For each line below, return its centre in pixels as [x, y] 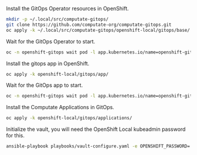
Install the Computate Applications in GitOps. [60, 107]
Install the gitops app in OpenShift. [48, 63]
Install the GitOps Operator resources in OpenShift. [67, 9]
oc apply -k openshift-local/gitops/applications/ [69, 118]
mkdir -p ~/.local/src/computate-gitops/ [57, 19]
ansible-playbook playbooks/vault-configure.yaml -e [72, 146]
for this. [16, 136]
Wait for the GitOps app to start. [45, 85]
